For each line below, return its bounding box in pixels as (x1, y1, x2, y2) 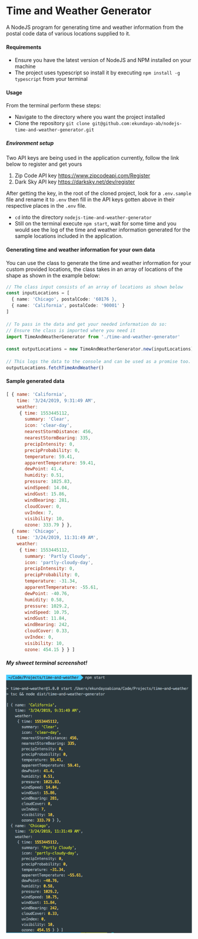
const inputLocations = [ (6, 290, 70, 296)
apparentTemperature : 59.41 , (24, 460, 96, 466)
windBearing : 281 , (24, 497, 70, 503)
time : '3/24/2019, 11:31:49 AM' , (16, 535, 99, 541)
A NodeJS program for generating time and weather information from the (6, 24, 184, 31)
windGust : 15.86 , (24, 491, 67, 497)
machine (14, 63, 37, 70)
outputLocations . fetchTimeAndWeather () (6, 365, 104, 371)
